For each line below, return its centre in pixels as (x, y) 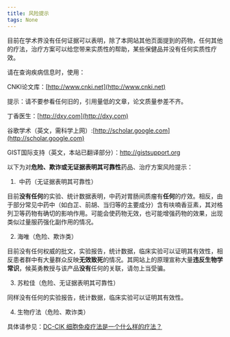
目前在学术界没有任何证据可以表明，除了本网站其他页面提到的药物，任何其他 (115, 40)
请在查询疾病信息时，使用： (46, 72)
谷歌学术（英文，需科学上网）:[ (51, 130)
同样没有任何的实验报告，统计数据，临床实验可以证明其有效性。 (97, 297)
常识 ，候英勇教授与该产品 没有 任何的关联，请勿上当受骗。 (88, 268)
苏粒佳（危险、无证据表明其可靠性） (68, 283)
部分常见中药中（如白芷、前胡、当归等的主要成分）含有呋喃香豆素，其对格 (118, 205)
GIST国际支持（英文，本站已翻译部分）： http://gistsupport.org (94, 152)
